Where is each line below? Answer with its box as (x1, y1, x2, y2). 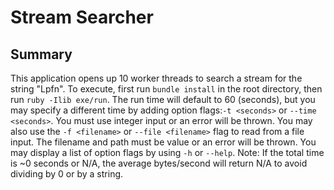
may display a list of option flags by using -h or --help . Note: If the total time (10, 147, 325, 158)
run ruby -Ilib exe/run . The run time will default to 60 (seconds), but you (10, 94, 316, 105)
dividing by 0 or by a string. (10, 168, 124, 180)
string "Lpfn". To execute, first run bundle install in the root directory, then (10, 83, 323, 95)
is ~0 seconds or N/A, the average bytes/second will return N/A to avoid (10, 157, 308, 169)
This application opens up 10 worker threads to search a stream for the (10, 72, 303, 84)
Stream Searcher (10, 6, 154, 29)
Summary (10, 46, 73, 63)
